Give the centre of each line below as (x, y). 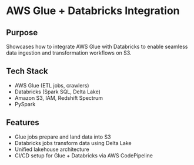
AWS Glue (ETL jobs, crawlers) (52, 85)
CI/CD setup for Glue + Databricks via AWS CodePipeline (83, 155)
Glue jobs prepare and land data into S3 (63, 137)
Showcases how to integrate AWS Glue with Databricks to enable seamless (97, 46)
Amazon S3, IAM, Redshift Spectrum (58, 97)
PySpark (25, 104)
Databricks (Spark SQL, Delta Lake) (58, 92)
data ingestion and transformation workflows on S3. (69, 53)
